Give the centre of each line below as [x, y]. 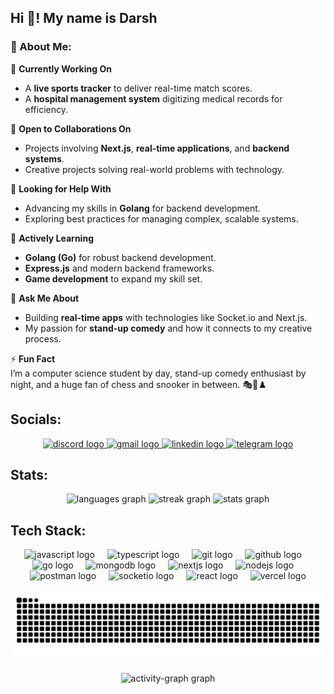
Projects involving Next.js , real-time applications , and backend [157, 148]
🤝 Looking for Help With [61, 188]
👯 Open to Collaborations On [71, 128]
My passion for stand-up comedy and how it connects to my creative [168, 328]
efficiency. [46, 109]
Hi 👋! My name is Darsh [84, 18]
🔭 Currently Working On [61, 68]
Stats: [29, 474]
